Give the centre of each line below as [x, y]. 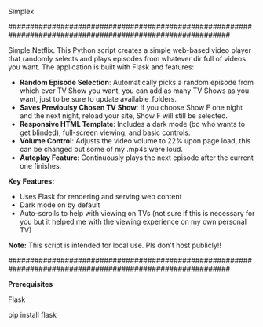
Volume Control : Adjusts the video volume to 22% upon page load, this [135, 141]
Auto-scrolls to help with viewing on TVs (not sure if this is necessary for [137, 213]
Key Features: [31, 181]
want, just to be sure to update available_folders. [98, 99]
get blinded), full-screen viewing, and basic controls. [105, 132]
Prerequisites [31, 284]
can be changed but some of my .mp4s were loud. [101, 149]
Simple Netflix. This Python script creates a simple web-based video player [130, 50]
